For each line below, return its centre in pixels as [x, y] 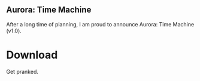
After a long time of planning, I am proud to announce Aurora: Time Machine [100, 24]
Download [32, 55]
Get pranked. [22, 71]
